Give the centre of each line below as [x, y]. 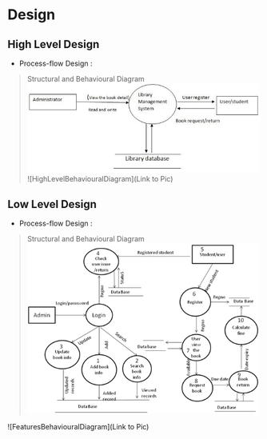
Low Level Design [52, 204]
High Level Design [54, 44]
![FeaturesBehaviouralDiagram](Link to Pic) [78, 427]
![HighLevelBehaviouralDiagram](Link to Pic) [100, 179]
